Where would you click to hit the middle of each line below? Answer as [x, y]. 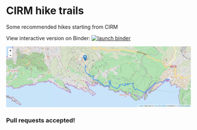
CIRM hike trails [45, 11]
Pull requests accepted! [41, 121]
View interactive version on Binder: [48, 38]
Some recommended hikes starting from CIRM [62, 27]
